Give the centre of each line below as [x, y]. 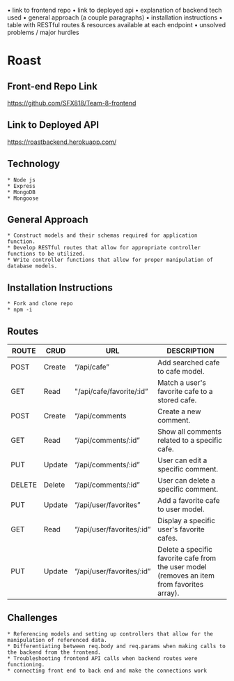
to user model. [181, 509]
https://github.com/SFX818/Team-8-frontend [72, 103]
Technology [34, 164]
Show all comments [189, 432]
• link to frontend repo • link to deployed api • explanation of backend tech [115, 10]
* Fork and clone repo [40, 304]
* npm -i [20, 310]
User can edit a [182, 460]
